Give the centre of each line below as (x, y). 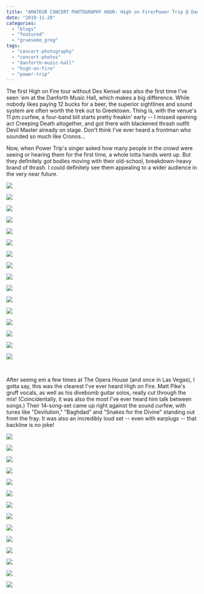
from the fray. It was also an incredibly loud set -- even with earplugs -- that (101, 418)
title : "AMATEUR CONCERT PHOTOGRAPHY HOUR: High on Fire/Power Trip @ (97, 12)
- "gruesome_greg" (35, 40)
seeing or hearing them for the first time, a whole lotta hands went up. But (99, 155)
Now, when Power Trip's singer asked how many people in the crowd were (100, 148)
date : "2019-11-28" (31, 18)
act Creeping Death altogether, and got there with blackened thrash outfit (98, 124)
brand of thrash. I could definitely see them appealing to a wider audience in (102, 168)
